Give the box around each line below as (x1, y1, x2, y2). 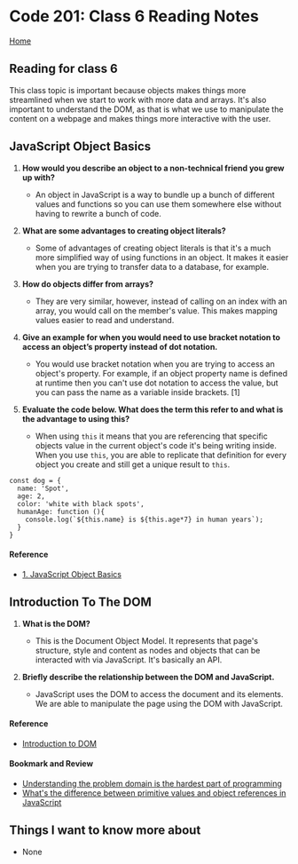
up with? (21, 171, 56, 183)
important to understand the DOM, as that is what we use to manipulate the (9, 104, 284, 115)
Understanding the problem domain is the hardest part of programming (21, 778, 282, 789)
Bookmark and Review (9, 758, 94, 769)
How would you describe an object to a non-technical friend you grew (21, 162, 285, 173)
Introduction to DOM (21, 738, 98, 749)
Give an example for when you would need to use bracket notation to (21, 331, 281, 343)
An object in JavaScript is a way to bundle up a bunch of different (35, 189, 275, 200)
